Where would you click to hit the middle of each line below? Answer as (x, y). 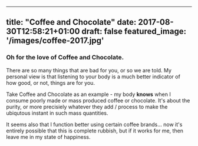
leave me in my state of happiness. (48, 137)
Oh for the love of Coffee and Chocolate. (65, 58)
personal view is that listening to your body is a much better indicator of (93, 77)
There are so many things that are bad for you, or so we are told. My (89, 70)
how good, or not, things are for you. (51, 82)
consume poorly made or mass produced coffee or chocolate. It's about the (98, 100)
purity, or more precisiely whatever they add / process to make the (87, 107)
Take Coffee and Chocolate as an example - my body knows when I (88, 94)
